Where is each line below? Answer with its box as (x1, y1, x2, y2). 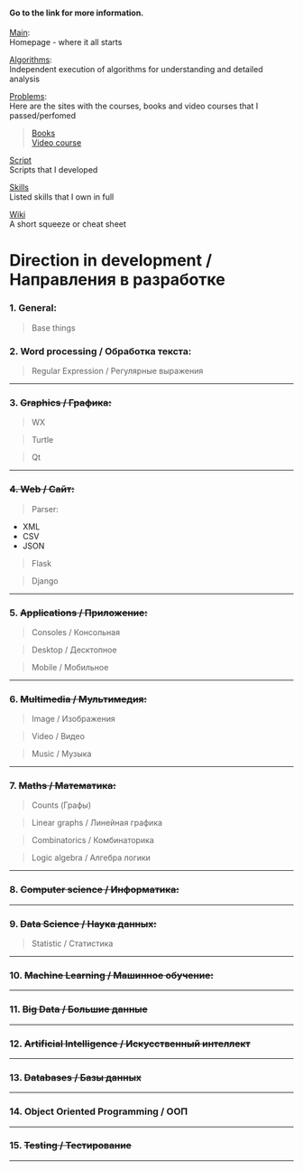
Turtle (31, 435, 54, 445)
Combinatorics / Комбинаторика (31, 835, 155, 846)
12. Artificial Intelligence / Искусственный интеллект (9, 1037, 251, 1050)
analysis (9, 73, 41, 85)
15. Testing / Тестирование (9, 1139, 133, 1152)
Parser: (31, 503, 59, 514)
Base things (31, 322, 76, 333)
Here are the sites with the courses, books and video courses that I (9, 100, 259, 112)
